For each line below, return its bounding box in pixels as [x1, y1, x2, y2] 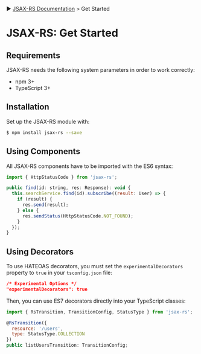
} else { [17, 207, 39, 213]
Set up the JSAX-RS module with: [6, 118, 90, 125]
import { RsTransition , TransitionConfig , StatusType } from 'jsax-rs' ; [6, 309, 193, 315]
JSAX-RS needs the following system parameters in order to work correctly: [6, 66, 195, 73]
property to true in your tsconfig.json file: [6, 269, 113, 277]
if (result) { [17, 196, 53, 202]
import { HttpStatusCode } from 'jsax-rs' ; [6, 174, 118, 180]
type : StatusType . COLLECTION [11, 331, 85, 337]
